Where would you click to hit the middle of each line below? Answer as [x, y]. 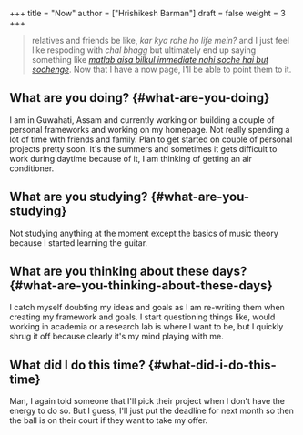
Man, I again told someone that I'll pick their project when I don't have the [147, 401]
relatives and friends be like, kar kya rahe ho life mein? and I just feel [160, 40]
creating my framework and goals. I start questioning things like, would [142, 317]
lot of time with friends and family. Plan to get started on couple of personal [151, 139]
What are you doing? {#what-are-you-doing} [140, 98]
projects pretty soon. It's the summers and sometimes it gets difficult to [143, 148]
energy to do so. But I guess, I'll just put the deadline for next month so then [151, 411]
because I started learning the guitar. [79, 243]
